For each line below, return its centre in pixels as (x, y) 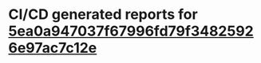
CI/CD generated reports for (103, 15)
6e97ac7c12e (53, 48)
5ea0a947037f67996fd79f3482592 (131, 31)
